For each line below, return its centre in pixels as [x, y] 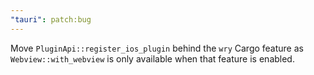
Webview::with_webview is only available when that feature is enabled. [152, 58]
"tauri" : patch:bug [51, 19]
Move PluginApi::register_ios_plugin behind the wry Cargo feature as [157, 48]
